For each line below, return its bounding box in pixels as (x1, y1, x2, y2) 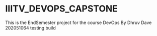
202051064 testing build (5, 24, 56, 30)
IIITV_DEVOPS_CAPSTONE (5, 3, 118, 14)
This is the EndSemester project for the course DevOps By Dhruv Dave (5, 19, 152, 25)
